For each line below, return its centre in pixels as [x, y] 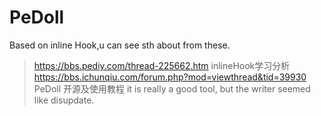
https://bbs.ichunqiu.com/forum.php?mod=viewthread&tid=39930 [170, 77]
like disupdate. [64, 100]
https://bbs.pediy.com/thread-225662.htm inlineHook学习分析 [162, 65]
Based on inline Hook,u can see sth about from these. [120, 45]
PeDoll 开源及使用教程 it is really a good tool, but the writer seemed [172, 88]
